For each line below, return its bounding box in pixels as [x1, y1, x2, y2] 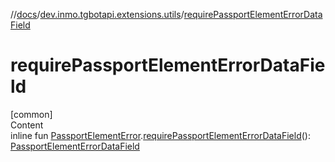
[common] [10, 108, 53, 120]
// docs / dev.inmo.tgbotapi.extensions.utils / [10, 9, 185, 20]
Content [10, 119, 44, 131]
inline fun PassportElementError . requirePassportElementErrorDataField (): [10, 129, 311, 141]
